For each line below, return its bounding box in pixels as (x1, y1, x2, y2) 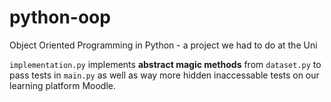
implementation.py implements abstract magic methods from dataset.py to (9, 58, 322, 70)
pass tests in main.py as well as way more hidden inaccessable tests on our (9, 69, 320, 81)
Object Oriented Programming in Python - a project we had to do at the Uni (9, 39, 318, 51)
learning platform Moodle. (9, 79, 117, 91)
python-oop (9, 6, 111, 29)
